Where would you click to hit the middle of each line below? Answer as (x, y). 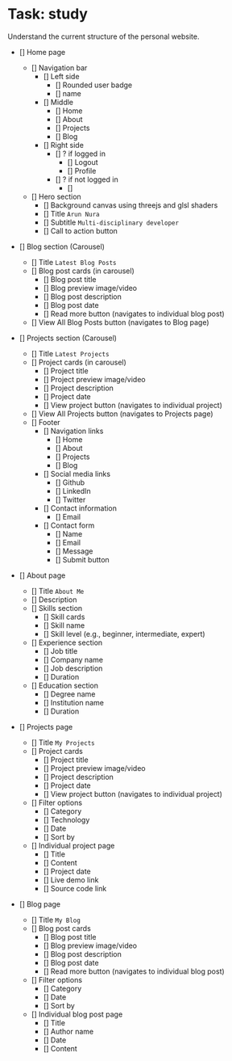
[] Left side (61, 76)
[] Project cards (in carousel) (79, 362)
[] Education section (64, 685)
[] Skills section (57, 608)
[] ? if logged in (81, 154)
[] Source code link (75, 888)
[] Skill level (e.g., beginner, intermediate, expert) (124, 634)
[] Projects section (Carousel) (68, 338)
